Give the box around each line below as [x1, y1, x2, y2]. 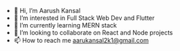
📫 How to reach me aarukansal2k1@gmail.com [13, 37, 149, 44]
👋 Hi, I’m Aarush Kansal [13, 7, 81, 14]
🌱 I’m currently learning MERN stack [13, 21, 117, 29]
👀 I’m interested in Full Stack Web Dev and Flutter [13, 14, 155, 22]
